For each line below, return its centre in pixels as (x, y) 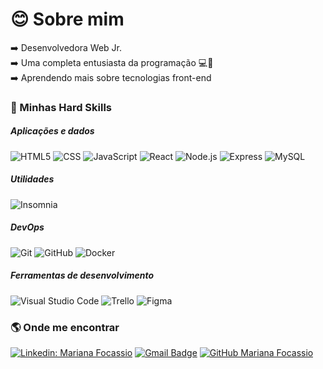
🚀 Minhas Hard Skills (61, 107)
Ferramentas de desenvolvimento (82, 275)
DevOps (27, 227)
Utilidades (32, 179)
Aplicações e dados (52, 131)
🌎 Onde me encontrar (65, 327)
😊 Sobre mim (67, 19)
